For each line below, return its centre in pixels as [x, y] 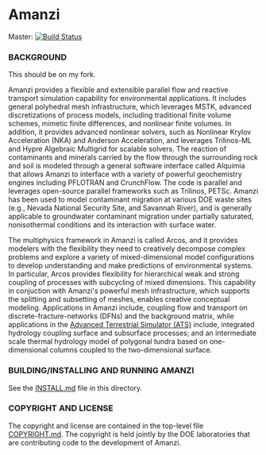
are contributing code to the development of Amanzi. [94, 442]
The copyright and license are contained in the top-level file [106, 426]
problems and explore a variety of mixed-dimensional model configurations [131, 257]
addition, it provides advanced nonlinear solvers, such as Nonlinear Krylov [130, 132]
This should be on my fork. [52, 75]
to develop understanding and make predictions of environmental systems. [131, 266]
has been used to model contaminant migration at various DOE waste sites [130, 199]
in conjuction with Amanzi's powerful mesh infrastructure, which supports [129, 291]
